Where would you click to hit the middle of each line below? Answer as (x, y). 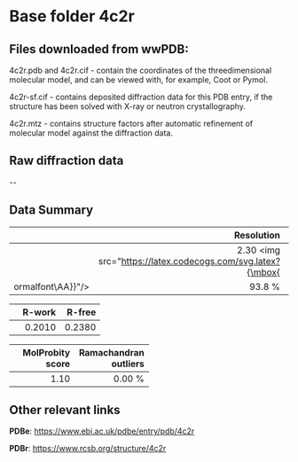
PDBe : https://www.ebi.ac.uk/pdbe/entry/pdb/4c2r (102, 431)
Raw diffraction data (67, 161)
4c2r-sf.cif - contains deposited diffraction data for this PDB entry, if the (141, 97)
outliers (128, 364)
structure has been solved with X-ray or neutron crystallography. (128, 106)
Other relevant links (65, 410)
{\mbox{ (264, 272)
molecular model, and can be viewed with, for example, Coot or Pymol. (139, 80)
